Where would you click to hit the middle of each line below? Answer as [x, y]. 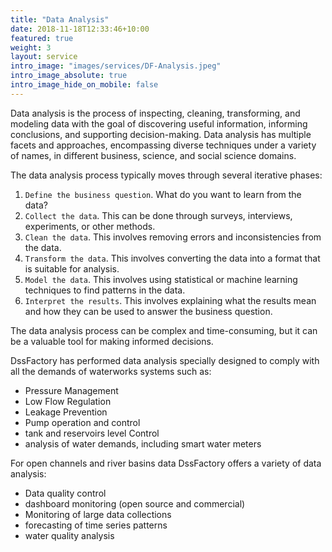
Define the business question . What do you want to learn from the [163, 194]
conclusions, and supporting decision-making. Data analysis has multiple [161, 134]
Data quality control [65, 493]
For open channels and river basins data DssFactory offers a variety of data [166, 463]
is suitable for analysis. [72, 268]
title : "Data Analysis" [60, 19]
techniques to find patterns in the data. [105, 290]
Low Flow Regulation [68, 401]
